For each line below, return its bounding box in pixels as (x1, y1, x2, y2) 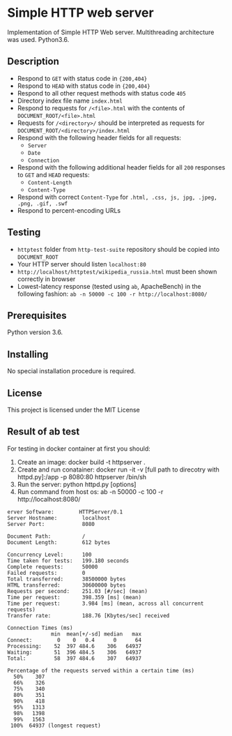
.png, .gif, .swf (17, 200, 68, 207)
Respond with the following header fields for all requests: (17, 133, 182, 142)
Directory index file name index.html (17, 96, 123, 105)
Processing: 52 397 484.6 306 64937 (7, 643, 141, 649)
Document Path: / (7, 532, 86, 540)
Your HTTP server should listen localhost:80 (17, 260, 146, 268)
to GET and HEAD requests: (17, 170, 90, 179)
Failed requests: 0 (7, 569, 86, 576)
